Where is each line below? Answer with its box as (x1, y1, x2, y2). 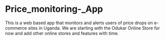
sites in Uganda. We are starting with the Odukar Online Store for (28, 25, 160, 31)
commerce (5, 25, 27, 31)
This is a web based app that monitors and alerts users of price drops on (5, 20, 153, 26)
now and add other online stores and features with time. (5, 30, 119, 36)
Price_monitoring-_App (5, 3, 103, 15)
